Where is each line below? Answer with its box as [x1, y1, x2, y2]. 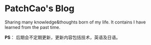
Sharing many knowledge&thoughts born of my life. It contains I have [4, 19, 146, 25]
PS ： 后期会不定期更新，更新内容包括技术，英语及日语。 [4, 34, 121, 40]
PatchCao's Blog [4, 3, 75, 14]
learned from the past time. [4, 24, 61, 30]
